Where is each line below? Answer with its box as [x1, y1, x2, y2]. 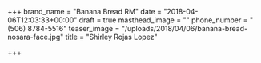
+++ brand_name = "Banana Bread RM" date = [7, 7, 162, 16]
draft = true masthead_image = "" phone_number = [78, 15, 248, 25]
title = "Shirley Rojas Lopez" [65, 32, 158, 41]
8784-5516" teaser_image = [26, 24, 120, 33]
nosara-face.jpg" [7, 32, 64, 41]
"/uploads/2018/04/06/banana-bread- [121, 24, 248, 33]
